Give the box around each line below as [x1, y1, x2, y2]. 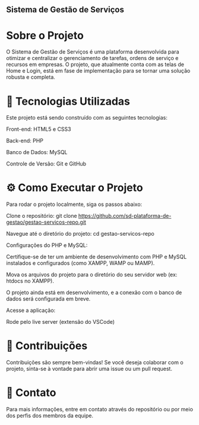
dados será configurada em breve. [6, 295, 91, 302]
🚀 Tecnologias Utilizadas [6, 95, 131, 108]
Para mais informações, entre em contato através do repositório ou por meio [6, 406, 193, 413]
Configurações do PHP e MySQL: [6, 242, 88, 249]
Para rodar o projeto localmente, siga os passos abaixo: [6, 201, 143, 208]
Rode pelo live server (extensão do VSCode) [6, 318, 115, 326]
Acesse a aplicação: [6, 307, 56, 314]
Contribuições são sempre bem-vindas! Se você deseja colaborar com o [6, 359, 184, 366]
